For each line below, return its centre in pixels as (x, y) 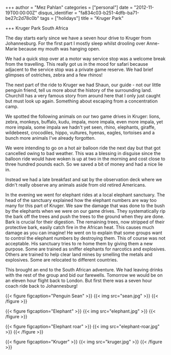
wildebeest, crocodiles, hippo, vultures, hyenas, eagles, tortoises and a (80, 133)
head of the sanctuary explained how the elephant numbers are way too (81, 200)
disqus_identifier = (58, 13)
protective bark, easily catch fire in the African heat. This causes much (80, 227)
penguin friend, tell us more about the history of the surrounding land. (79, 90)
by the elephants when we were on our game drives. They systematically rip (86, 211)
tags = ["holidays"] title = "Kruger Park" (82, 18)
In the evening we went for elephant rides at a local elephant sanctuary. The (85, 195)
